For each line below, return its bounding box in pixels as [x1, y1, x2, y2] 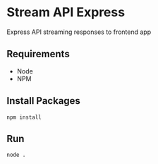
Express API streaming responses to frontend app [6, 28, 152, 36]
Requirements [6, 48, 70, 60]
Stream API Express [6, 4, 125, 20]
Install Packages [6, 95, 80, 107]
